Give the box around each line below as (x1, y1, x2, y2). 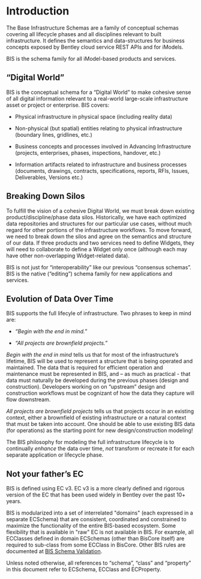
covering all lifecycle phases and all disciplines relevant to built (6, 30, 162, 37)
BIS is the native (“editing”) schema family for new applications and (6, 270, 173, 277)
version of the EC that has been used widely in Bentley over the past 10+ (6, 491, 186, 498)
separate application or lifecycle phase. (6, 451, 104, 459)
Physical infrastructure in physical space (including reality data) (14, 113, 173, 120)
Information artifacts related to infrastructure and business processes (14, 161, 187, 168)
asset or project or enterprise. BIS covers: (6, 101, 110, 108)
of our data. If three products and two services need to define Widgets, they (6, 239, 195, 246)
